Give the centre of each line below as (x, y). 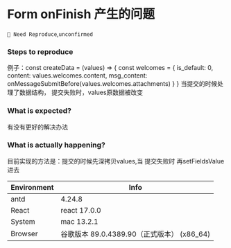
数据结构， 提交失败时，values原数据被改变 (81, 92)
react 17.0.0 (81, 210)
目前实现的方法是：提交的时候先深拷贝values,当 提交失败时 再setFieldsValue (116, 161)
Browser (24, 233)
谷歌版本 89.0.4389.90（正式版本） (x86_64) (136, 234)
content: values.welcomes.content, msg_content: (77, 76)
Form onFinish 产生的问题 (81, 14)
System (23, 221)
